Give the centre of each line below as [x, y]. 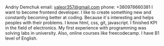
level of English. [21, 38]
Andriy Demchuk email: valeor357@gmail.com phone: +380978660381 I [79, 7]
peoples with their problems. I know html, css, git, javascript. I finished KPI [81, 23]
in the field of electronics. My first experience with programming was [76, 28]
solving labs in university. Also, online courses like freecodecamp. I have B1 [82, 33]
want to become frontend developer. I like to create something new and [78, 12]
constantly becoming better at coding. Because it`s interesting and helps [80, 17]
